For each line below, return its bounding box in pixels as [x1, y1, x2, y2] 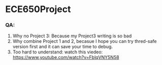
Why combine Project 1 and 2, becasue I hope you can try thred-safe [12, 38, 157, 44]
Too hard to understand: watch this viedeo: [12, 49, 103, 55]
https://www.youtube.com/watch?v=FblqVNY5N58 [12, 54, 119, 60]
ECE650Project [5, 4, 71, 15]
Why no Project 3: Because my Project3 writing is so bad [12, 33, 132, 39]
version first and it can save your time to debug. [12, 44, 113, 50]
